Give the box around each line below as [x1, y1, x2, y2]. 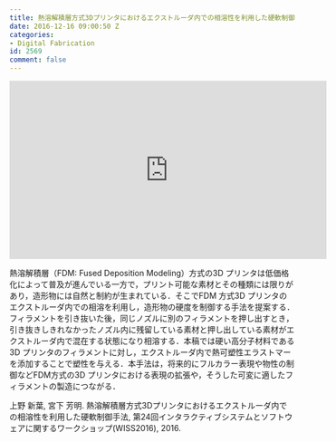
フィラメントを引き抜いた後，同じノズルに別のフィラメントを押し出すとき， [9, 313, 294, 323]
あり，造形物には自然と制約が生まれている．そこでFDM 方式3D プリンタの [9, 291, 288, 301]
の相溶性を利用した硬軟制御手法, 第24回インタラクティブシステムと [9, 411, 262, 422]
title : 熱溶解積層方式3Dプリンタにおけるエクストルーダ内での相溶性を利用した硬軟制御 [9, 13, 296, 23]
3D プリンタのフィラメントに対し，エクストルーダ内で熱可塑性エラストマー [9, 347, 292, 358]
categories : [9, 30, 54, 39]
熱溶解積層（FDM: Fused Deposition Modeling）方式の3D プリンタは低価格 [9, 268, 290, 278]
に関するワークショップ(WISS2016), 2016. [24, 423, 181, 433]
